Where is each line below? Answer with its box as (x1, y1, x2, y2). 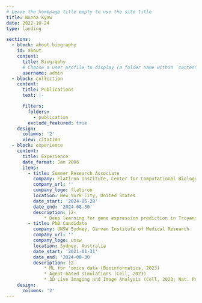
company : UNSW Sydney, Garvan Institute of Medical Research (32, 226, 189, 232)
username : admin (22, 70, 63, 76)
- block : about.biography (11, 42, 77, 48)
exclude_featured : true (28, 120, 87, 126)
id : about (17, 47, 42, 54)
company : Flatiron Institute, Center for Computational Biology (32, 176, 198, 182)
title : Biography (22, 58, 66, 65)
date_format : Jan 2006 (22, 159, 79, 165)
